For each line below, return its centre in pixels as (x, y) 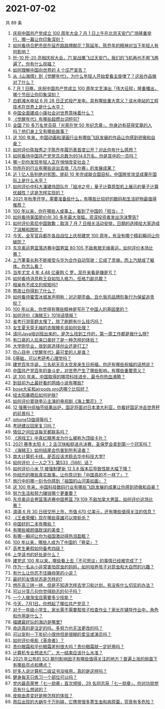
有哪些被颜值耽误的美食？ (38, 530)
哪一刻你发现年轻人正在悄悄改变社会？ (51, 162)
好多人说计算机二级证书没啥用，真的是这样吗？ (60, 671)
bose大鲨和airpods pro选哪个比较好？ (51, 389)
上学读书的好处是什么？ (36, 554)
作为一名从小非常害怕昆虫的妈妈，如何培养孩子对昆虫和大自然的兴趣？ (83, 567)
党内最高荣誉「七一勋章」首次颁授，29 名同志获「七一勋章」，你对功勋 (83, 683)
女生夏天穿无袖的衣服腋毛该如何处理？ (51, 327)
